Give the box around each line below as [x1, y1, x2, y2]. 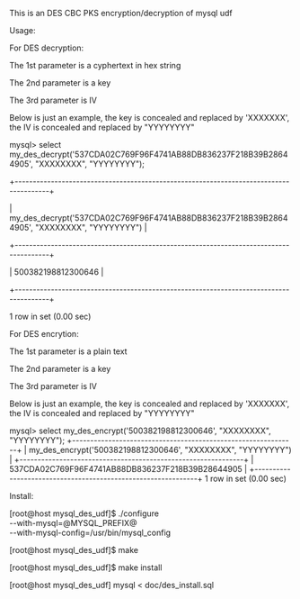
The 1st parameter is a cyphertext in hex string [9, 60, 181, 70]
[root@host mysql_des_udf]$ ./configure [9, 508, 160, 519]
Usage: [9, 25, 36, 35]
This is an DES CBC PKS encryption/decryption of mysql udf [9, 8, 233, 18]
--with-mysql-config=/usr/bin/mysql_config [9, 527, 172, 538]
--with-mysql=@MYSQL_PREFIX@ [9, 518, 137, 528]
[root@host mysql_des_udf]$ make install [9, 562, 163, 573]
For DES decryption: [9, 42, 84, 53]
